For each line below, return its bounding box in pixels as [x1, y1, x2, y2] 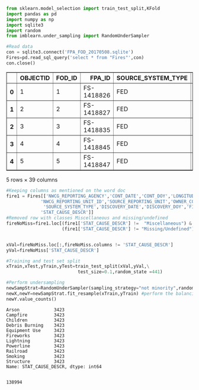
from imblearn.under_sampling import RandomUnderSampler [6, 33, 150, 39]
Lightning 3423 [6, 337, 65, 344]
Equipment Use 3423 [6, 327, 65, 333]
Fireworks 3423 [6, 333, 65, 339]
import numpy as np [6, 17, 54, 22]
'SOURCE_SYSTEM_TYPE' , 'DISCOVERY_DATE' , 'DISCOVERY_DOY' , [43, 204, 187, 210]
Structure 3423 [6, 358, 65, 365]
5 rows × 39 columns [6, 176, 58, 183]
